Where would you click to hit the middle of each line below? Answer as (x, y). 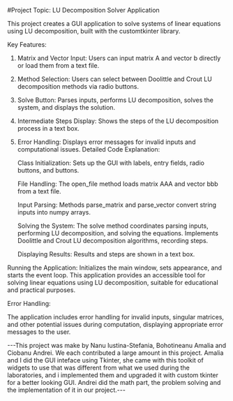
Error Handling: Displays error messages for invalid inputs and (106, 142)
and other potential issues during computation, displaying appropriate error (115, 325)
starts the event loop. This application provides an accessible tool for (106, 275)
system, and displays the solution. (66, 107)
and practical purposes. (41, 290)
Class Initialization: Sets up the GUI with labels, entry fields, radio (111, 163)
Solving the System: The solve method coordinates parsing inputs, (113, 226)
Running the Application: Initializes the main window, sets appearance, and (114, 268)
